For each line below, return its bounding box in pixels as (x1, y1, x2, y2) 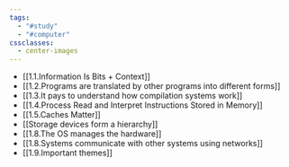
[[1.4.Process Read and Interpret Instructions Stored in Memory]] (22, 100, 263, 110)
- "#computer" (17, 30, 70, 39)
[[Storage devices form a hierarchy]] (22, 119, 158, 130)
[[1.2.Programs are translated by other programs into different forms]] (22, 81, 281, 92)
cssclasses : (9, 38, 54, 48)
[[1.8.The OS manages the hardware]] (22, 128, 162, 139)
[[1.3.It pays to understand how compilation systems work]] (22, 91, 243, 101)
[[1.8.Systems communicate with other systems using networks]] (22, 138, 264, 149)
